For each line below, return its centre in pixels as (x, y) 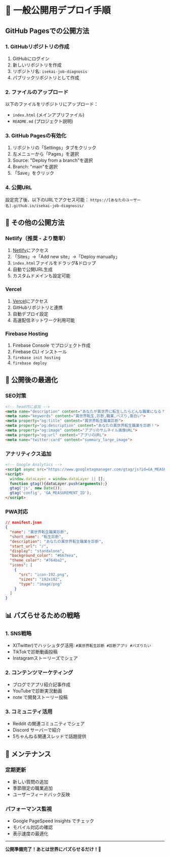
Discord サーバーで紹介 (37, 730)
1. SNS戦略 (18, 633)
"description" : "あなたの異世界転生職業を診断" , (57, 541)
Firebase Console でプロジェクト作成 (51, 345)
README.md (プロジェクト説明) (43, 121)
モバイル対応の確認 (33, 828)
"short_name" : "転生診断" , (37, 537)
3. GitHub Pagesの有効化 (36, 136)
